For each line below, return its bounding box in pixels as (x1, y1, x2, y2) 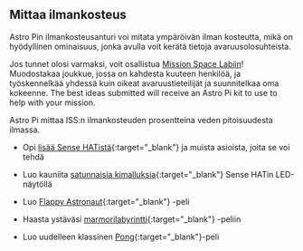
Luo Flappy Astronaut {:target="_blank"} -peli (22, 196, 190, 207)
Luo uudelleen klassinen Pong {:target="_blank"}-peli (22, 231, 220, 242)
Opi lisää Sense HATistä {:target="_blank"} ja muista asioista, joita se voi (22, 141, 290, 152)
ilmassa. (9, 124, 41, 135)
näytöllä (22, 179, 52, 189)
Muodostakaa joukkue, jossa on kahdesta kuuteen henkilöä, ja (9, 68, 241, 79)
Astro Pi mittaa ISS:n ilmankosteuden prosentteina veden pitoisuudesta (9, 114, 273, 125)
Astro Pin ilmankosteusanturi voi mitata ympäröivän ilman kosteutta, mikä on (9, 31, 294, 42)
